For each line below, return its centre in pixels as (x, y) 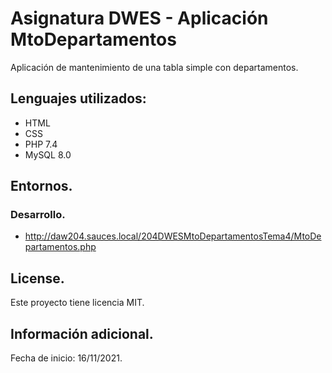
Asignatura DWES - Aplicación (139, 18)
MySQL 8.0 (48, 154)
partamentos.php (60, 247)
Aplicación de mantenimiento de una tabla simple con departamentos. (154, 67)
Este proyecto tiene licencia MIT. (77, 303)
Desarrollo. (38, 215)
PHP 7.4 (41, 144)
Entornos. (41, 186)
